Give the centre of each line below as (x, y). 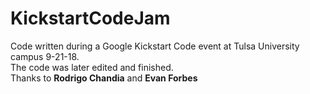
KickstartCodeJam (90, 18)
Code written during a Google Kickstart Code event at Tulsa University (155, 46)
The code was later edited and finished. (92, 67)
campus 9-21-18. (45, 56)
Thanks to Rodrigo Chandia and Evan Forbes (104, 78)
